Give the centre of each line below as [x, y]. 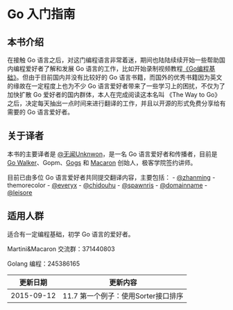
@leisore [20, 192]
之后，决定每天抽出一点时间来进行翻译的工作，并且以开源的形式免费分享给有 [116, 103]
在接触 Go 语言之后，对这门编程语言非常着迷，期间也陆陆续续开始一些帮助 [113, 60]
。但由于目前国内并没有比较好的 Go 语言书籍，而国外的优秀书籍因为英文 [119, 77]
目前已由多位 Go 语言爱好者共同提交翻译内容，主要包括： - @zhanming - [111, 177]
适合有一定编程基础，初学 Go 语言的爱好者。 [71, 234]
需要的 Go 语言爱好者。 [41, 112]
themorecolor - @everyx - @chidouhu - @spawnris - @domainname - [107, 185]
